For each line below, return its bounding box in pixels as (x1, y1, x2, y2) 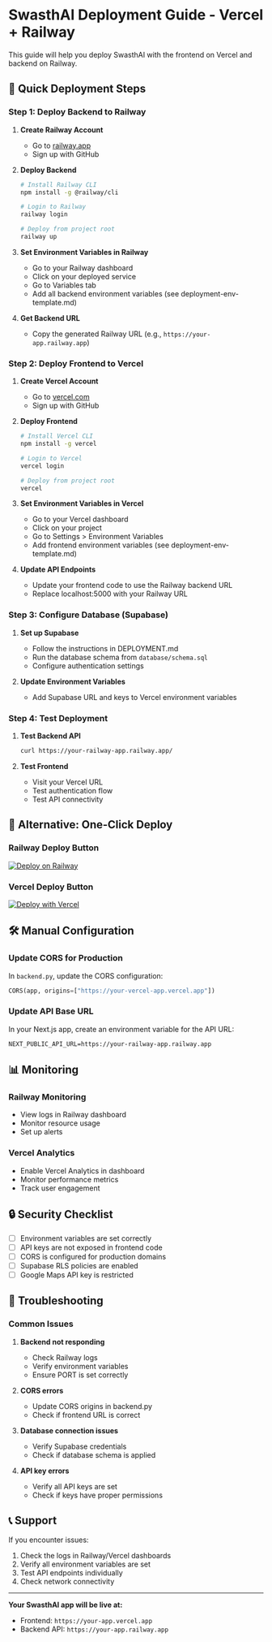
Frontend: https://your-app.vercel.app (19, 1616, 153, 1626)
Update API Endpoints (19, 564, 96, 574)
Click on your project (32, 523, 103, 533)
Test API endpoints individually (19, 1568, 123, 1578)
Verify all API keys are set (32, 1481, 117, 1491)
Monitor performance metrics (19, 1174, 119, 1184)
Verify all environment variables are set (19, 1559, 151, 1569)
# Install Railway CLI (19, 180, 97, 188)
